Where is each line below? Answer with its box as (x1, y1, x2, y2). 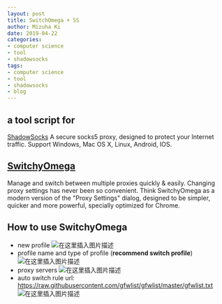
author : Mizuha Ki (7, 23, 61, 30)
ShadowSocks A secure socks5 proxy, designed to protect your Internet (7, 132, 214, 140)
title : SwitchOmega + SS (7, 17, 80, 24)
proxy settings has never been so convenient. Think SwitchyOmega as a (7, 186, 215, 194)
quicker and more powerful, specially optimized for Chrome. (7, 201, 180, 210)
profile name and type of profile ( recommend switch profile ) (17, 249, 193, 257)
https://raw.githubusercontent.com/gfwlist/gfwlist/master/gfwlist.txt (17, 281, 214, 289)
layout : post (7, 10, 45, 17)
